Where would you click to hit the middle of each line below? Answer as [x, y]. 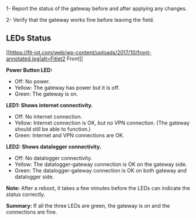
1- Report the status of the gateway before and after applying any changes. [97, 9]
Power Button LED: [29, 70]
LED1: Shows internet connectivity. [49, 105]
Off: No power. [32, 81]
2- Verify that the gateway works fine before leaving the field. [80, 20]
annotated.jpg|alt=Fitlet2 [36, 59]
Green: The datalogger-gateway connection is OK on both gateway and [101, 170]
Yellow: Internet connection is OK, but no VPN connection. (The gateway [102, 123]
